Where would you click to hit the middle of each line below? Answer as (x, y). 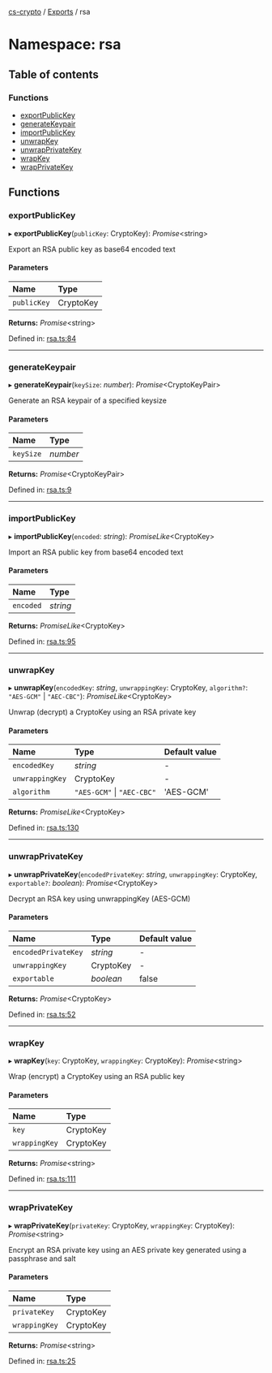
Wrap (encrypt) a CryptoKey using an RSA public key (97, 1077)
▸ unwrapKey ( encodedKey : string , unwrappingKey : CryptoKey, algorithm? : (128, 688)
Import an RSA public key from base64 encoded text (96, 552)
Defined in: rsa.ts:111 (42, 1179)
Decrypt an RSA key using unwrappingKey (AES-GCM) (100, 898)
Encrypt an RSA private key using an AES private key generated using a (127, 1250)
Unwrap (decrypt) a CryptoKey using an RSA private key (102, 712)
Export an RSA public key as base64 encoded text (92, 249)
